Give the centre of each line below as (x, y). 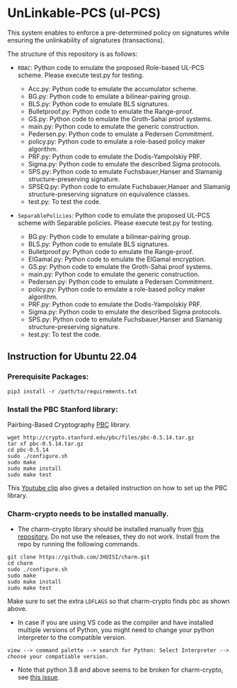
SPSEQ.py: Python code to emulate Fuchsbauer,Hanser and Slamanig (129, 186)
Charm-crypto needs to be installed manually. (88, 513)
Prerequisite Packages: (48, 377)
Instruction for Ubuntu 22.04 (72, 356)
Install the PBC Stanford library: (63, 409)
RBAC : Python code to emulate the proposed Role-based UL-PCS (111, 67)
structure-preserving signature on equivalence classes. (109, 194)
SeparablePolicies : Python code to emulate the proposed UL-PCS (114, 215)
